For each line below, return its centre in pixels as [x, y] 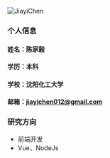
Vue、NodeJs [38, 148]
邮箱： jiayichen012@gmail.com [55, 102]
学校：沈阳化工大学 [35, 84]
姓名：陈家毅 [26, 49]
